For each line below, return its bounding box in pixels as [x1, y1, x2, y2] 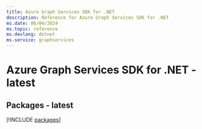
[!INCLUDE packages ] [6, 116, 61, 123]
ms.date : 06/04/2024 [6, 20, 59, 26]
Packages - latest [6, 100, 74, 110]
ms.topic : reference [6, 25, 59, 32]
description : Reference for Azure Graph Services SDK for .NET [6, 15, 169, 21]
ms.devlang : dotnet [6, 31, 56, 38]
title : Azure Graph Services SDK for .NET [6, 8, 115, 15]
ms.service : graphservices [6, 37, 74, 43]
